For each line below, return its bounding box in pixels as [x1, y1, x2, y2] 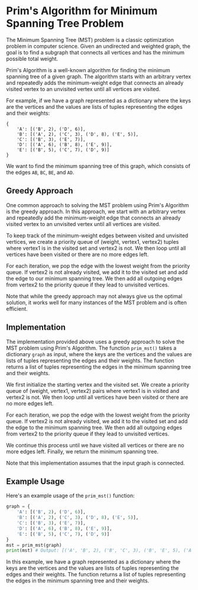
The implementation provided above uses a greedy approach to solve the [6, 338, 185, 345]
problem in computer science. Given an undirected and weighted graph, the [6, 43, 191, 50]
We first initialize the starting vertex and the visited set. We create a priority [6, 381, 190, 388]
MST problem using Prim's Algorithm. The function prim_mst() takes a [6, 344, 177, 352]
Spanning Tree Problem [6, 17, 124, 30]
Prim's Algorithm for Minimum [6, 4, 158, 18]
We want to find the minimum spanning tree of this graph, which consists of [6, 162, 191, 169]
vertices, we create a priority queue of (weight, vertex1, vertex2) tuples [6, 238, 179, 245]
